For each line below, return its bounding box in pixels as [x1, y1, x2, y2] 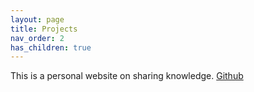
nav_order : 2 [10, 33, 65, 43]
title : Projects [10, 24, 78, 34]
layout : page [10, 14, 65, 25]
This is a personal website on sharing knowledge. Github [10, 70, 244, 82]
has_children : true [10, 42, 92, 53]
